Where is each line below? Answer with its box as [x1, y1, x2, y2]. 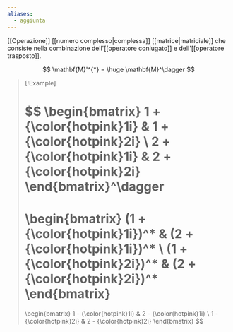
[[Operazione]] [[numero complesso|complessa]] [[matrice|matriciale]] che [7, 36, 226, 45]
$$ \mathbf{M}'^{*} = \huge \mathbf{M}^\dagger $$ [42, 65, 196, 73]
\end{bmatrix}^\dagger [24, 178, 165, 194]
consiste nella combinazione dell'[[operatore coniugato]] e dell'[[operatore [7, 44, 225, 52]
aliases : [7, 10, 33, 18]
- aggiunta [13, 17, 46, 24]
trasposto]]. [7, 51, 42, 60]
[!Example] [24, 78, 56, 87]
